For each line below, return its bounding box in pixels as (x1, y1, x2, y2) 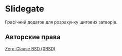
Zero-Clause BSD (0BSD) (5, 45, 56, 51)
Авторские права (5, 33, 61, 41)
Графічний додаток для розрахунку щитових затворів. (5, 19, 118, 25)
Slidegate (5, 3, 45, 14)
